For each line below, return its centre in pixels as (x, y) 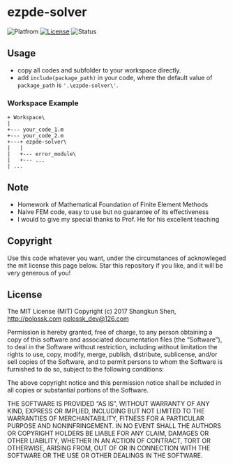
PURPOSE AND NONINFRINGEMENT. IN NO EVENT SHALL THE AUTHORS (114, 426)
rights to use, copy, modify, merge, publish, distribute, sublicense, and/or (112, 355)
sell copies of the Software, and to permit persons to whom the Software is (115, 362)
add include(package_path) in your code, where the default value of (115, 77)
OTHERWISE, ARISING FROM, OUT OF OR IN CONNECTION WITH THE (109, 448)
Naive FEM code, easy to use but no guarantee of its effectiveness (113, 212)
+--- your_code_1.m (36, 130)
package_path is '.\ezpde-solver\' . (68, 85)
